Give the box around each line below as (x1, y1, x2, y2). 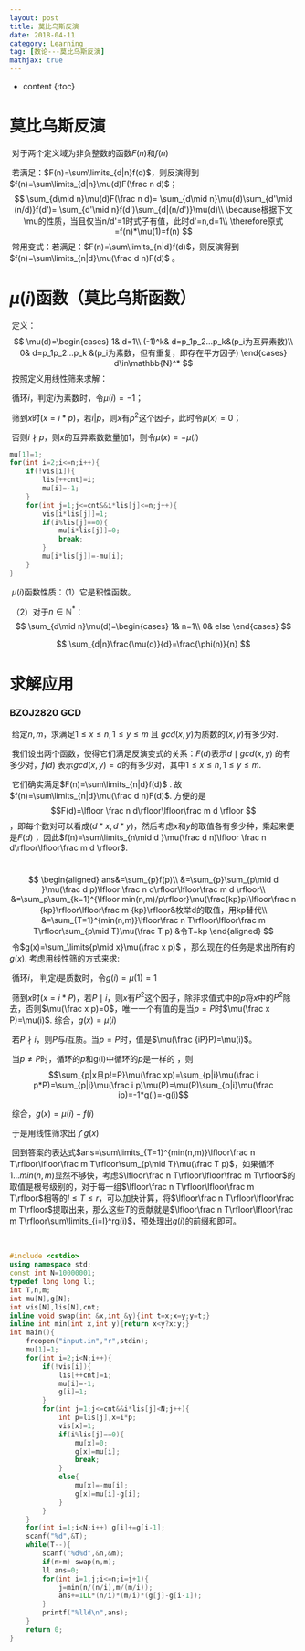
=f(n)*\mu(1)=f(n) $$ (113, 226, 194, 237)
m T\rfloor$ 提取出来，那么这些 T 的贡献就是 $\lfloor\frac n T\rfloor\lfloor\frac (9, 1204, 294, 1215)
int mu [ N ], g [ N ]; (9, 1294, 71, 1303)
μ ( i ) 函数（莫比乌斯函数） (9, 289, 196, 309)
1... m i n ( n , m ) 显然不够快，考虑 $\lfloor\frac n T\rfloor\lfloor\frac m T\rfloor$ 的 (9, 1170, 296, 1181)
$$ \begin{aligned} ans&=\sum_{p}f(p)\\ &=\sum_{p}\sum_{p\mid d (28, 874, 279, 885)
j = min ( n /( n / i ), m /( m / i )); (58, 1583, 153, 1592)
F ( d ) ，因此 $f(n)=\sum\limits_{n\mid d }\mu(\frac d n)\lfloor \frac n (17, 832, 267, 843)
